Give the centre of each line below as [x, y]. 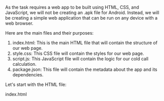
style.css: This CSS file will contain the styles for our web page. [78, 53]
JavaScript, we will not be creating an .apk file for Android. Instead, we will [82, 13]
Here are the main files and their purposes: [49, 33]
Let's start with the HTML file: [36, 84]
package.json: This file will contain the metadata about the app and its [85, 69]
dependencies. [28, 75]
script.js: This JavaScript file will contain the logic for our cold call [80, 59]
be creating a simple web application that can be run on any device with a [81, 18]
